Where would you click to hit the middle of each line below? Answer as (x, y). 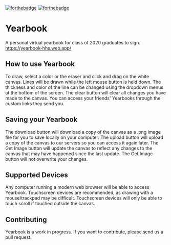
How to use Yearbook (40, 64)
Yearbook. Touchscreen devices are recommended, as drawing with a (79, 193)
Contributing (26, 219)
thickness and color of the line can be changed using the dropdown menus (84, 87)
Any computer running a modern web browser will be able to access (77, 187)
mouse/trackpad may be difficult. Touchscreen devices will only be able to (84, 198)
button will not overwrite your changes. (47, 159)
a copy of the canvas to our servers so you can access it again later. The (82, 142)
